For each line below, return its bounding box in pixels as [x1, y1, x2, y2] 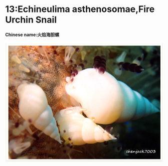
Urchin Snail [5, 14, 57, 25]
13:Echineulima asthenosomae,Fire [5, 3, 155, 15]
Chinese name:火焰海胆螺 [5, 31, 60, 37]
